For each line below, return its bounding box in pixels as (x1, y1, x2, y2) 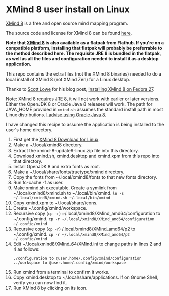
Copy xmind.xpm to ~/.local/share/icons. (13, 200, 98, 206)
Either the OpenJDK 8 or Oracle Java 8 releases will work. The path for (6, 101, 153, 107)
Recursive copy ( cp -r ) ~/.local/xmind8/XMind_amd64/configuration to (13, 210, 161, 216)
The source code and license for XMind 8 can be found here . (6, 30, 132, 36)
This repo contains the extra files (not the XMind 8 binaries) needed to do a (6, 70, 162, 77)
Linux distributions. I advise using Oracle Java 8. (6, 112, 106, 118)
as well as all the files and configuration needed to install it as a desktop (6, 55, 159, 61)
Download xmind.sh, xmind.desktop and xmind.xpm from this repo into (13, 153, 160, 159)
